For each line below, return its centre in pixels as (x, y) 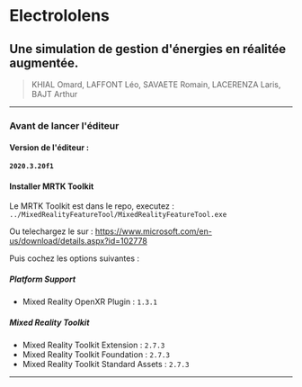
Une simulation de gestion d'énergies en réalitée (148, 49)
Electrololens (60, 16)
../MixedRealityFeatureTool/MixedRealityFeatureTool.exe (118, 215)
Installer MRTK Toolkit (52, 186)
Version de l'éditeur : (49, 147)
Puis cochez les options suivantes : (74, 258)
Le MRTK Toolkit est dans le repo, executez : (92, 206)
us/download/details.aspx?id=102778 (79, 241)
